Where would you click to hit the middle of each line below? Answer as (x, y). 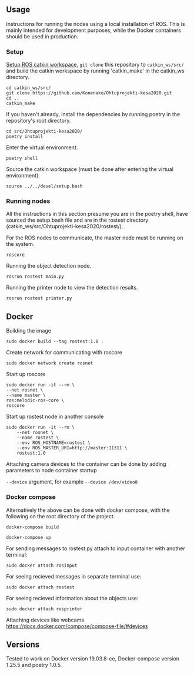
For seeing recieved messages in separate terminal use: (74, 576)
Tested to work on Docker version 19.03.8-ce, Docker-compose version (93, 659)
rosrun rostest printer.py (39, 298)
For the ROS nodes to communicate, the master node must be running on (95, 238)
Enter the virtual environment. (42, 147)
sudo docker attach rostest (41, 587)
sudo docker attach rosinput (42, 565)
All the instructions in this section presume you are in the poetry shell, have (97, 214)
